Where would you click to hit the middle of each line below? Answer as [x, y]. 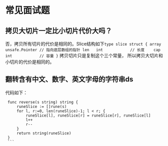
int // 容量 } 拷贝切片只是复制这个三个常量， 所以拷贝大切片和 [84, 56]
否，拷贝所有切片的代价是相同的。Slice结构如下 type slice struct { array [83, 44]
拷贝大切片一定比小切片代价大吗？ [59, 31]
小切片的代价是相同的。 [30, 62]
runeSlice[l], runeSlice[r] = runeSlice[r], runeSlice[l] [88, 115]
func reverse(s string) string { [43, 102]
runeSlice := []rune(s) [42, 106]
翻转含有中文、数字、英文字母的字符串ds [69, 79]
